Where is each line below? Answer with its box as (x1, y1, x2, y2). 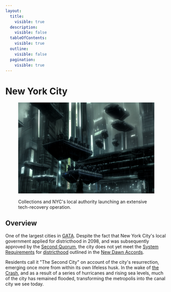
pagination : (10, 57, 36, 62)
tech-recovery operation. (18, 204, 71, 210)
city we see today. (5, 281, 44, 287)
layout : (5, 8, 22, 13)
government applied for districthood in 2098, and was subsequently (5, 238, 149, 244)
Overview (5, 219, 37, 228)
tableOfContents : (10, 35, 47, 41)
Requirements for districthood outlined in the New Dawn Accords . (5, 249, 145, 255)
